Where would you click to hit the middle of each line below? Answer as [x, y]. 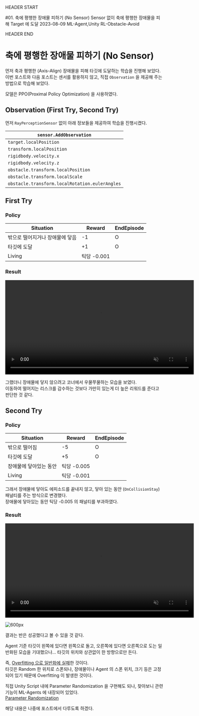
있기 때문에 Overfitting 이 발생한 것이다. [54, 675]
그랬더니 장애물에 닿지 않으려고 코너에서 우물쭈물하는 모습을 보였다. [71, 382]
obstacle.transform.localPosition [49, 170]
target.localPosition [33, 142]
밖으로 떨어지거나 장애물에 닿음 [42, 237]
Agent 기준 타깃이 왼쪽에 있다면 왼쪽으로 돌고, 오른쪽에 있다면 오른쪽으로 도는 [81, 646]
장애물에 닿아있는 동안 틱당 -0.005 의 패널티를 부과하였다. [62, 502]
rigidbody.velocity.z [33, 163]
